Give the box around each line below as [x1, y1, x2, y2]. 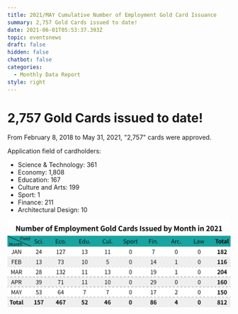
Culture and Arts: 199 [17, 183, 80, 192]
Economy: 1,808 [17, 168, 65, 177]
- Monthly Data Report [13, 71, 81, 78]
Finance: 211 [17, 198, 54, 207]
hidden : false [7, 49, 50, 56]
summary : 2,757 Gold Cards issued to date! [7, 18, 138, 26]
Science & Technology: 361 [17, 161, 97, 169]
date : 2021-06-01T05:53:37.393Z [7, 26, 103, 33]
